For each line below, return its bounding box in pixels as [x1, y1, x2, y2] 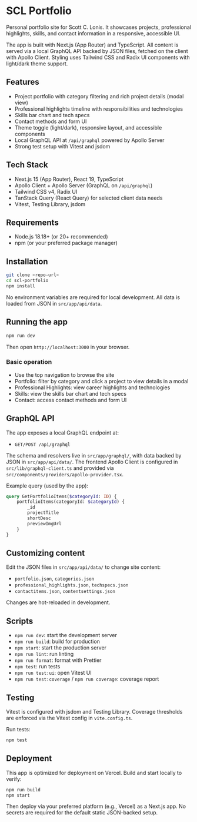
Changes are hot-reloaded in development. [6, 599, 111, 606]
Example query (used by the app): [6, 482, 89, 489]
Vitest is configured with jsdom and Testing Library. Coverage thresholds [6, 708, 183, 715]
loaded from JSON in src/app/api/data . [6, 300, 102, 307]
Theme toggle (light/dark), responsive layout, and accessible [14, 124, 162, 131]
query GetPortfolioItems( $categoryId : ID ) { [6, 493, 117, 499]
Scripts [6, 616, 34, 626]
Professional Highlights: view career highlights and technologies [14, 384, 171, 391]
